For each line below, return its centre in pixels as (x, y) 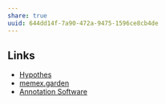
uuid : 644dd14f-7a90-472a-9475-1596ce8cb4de (83, 23)
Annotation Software (53, 92)
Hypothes (35, 75)
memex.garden (44, 83)
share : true (27, 16)
